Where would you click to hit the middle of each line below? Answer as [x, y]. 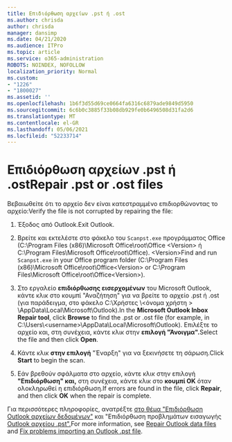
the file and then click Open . [57, 340]
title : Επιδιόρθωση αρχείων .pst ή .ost [66, 13]
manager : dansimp [32, 33]
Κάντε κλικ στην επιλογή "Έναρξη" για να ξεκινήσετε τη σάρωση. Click [121, 353]
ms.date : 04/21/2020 [37, 39]
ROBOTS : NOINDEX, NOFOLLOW [46, 65]
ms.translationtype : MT [42, 116]
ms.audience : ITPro [35, 46]
